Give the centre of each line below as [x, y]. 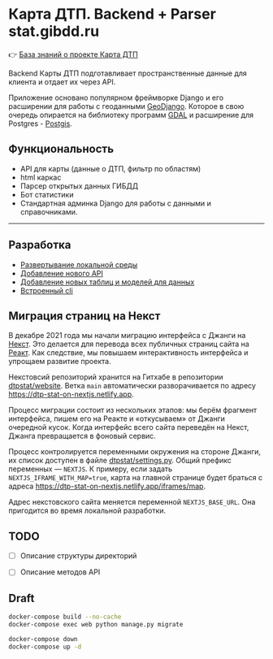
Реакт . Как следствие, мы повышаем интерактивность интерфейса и [128, 353]
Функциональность [61, 149]
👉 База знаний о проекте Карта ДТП [73, 54]
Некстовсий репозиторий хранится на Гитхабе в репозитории [116, 377]
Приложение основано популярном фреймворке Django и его [116, 98]
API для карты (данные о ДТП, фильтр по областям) [110, 168]
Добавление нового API [62, 273]
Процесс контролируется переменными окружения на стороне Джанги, [135, 452]
